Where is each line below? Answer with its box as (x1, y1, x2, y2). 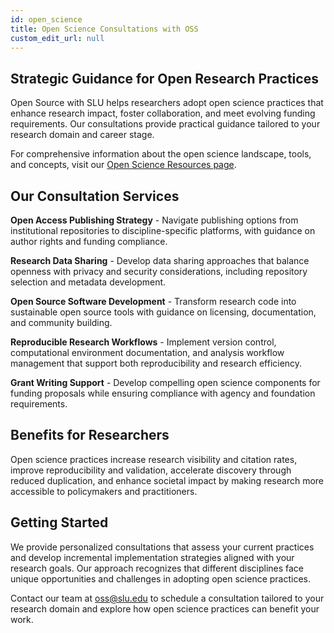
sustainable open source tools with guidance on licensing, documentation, (10, 306, 317, 318)
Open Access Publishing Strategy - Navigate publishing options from (10, 214, 299, 226)
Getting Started (10, 514, 109, 531)
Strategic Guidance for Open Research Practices (10, 70, 319, 87)
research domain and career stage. (10, 129, 155, 141)
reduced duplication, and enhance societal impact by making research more (10, 474, 324, 486)
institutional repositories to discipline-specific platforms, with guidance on (10, 225, 316, 236)
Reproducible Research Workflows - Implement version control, (10, 336, 277, 348)
